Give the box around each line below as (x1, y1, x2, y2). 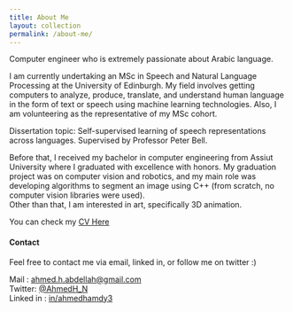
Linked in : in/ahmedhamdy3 (9, 292, 113, 303)
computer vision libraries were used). (9, 190, 145, 200)
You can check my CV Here (9, 216, 110, 227)
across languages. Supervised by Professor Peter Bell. (9, 135, 208, 146)
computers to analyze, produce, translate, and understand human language (9, 90, 285, 100)
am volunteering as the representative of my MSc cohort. (9, 108, 218, 120)
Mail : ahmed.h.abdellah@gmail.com (9, 274, 142, 285)
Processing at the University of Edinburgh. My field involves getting (9, 81, 255, 91)
